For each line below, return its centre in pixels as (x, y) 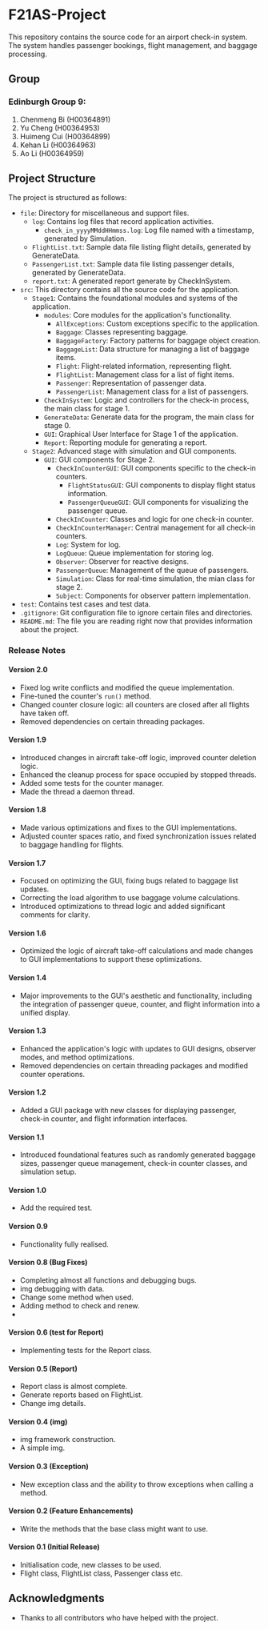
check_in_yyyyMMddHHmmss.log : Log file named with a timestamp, (149, 230)
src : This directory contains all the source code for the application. (130, 290)
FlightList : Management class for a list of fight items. (145, 374)
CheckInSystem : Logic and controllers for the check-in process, (146, 400)
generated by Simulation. (85, 238)
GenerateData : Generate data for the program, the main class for (149, 417)
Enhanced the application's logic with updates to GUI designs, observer (138, 1048)
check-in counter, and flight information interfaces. (104, 1119)
